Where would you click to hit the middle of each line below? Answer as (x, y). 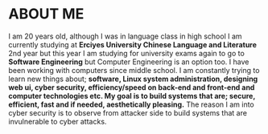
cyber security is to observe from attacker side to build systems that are (128, 112)
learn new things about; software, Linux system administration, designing (133, 79)
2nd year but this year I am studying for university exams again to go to (127, 53)
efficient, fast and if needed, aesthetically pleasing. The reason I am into (132, 104)
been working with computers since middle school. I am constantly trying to (134, 70)
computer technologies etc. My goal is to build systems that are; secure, (132, 95)
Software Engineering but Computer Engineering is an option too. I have (129, 62)
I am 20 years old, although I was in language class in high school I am (126, 36)
